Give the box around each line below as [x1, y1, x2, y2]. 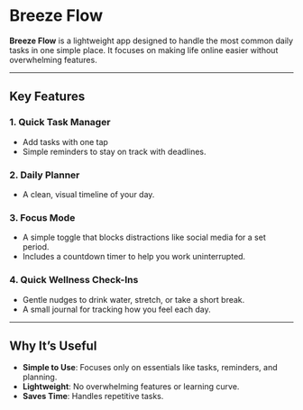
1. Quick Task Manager [9, 116, 111, 129]
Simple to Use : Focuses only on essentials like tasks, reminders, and [22, 362, 278, 373]
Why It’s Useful [9, 338, 97, 353]
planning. [22, 371, 58, 383]
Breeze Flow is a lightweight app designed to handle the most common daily [9, 35, 294, 46]
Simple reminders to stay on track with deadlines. [22, 146, 207, 157]
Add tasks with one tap [22, 136, 108, 147]
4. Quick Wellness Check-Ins [9, 274, 139, 287]
